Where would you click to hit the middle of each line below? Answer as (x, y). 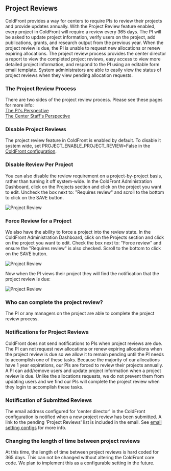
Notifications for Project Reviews (47, 332)
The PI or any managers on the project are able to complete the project (80, 313)
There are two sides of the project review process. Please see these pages (84, 100)
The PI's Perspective (27, 111)
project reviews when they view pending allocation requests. (69, 75)
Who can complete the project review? (54, 302)
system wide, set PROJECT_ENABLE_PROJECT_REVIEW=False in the (78, 146)
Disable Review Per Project (39, 165)
